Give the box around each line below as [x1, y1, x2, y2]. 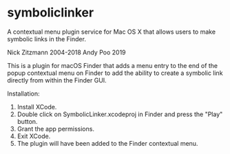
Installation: [7, 89, 40, 98]
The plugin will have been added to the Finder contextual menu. [17, 139, 198, 147]
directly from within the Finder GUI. [7, 76, 107, 84]
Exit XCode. [17, 132, 51, 140]
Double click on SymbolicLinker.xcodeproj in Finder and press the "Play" [17, 110, 223, 118]
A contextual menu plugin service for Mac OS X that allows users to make [7, 27, 216, 36]
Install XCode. [17, 102, 57, 111]
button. [17, 117, 38, 125]
